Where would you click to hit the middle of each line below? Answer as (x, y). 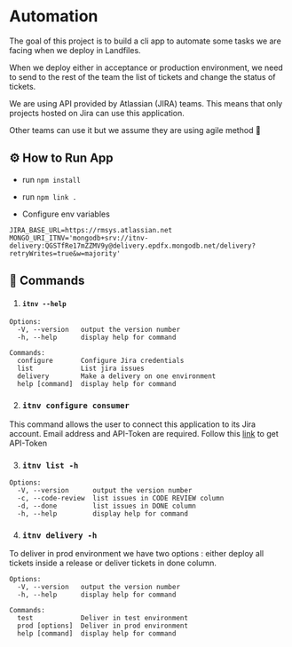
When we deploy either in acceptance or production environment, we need (146, 67)
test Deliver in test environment (103, 619)
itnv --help (44, 304)
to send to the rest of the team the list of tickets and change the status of (143, 76)
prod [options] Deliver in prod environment (103, 626)
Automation (54, 16)
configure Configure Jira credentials (101, 361)
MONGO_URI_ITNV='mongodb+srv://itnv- (79, 238)
